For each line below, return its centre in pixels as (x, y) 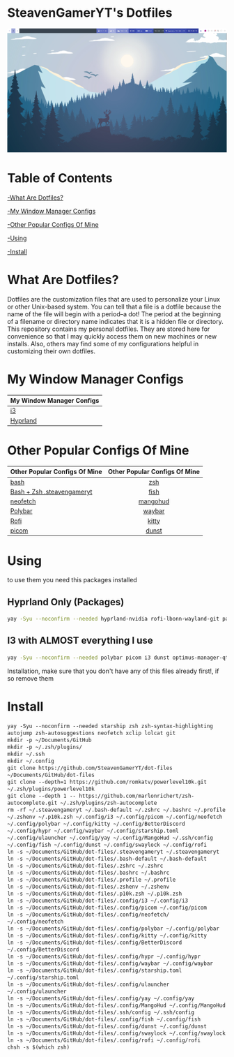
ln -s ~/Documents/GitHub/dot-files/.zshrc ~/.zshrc (85, 866)
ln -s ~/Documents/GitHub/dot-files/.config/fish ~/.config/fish (104, 1019)
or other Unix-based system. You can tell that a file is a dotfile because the (114, 306)
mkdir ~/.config (31, 761)
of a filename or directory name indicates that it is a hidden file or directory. (116, 321)
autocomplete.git (32, 803)
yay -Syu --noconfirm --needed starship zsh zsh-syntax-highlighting (110, 726)
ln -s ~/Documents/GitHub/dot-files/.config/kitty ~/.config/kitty (107, 936)
